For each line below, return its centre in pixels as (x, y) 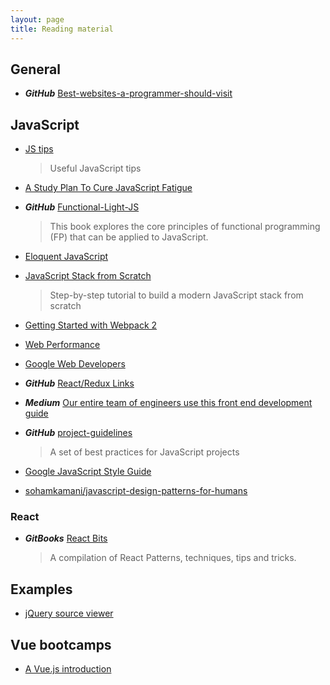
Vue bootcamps (61, 644)
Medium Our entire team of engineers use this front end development (168, 403)
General (36, 69)
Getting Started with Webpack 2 (91, 325)
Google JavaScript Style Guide (88, 472)
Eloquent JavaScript (66, 257)
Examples (41, 589)
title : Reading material (62, 29)
